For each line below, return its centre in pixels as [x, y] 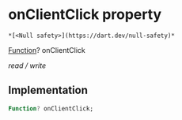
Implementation [48, 90]
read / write [27, 66]
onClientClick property [85, 15]
